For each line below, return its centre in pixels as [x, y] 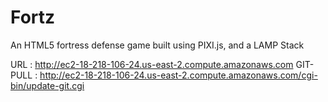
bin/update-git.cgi [47, 85]
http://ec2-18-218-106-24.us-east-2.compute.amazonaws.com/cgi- [178, 75]
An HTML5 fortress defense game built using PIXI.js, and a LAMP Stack [157, 45]
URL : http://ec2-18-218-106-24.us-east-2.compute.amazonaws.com [152, 64]
